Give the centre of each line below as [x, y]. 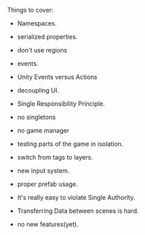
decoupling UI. [38, 90]
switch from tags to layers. [55, 157]
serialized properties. [47, 37]
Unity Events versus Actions [57, 77]
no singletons [37, 117]
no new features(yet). [48, 224]
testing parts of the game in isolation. [70, 144]
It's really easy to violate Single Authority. [76, 197]
